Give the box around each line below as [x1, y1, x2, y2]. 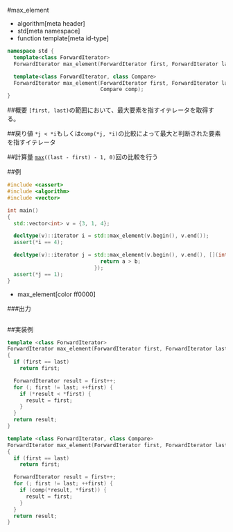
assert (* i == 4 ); [13, 239, 64, 246]
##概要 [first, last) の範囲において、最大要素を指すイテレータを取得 [7, 106, 209, 114]
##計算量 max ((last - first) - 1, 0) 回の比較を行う [7, 153, 158, 161]
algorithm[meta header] [17, 19, 85, 27]
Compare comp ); [100, 86, 144, 93]
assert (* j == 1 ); [13, 271, 64, 277]
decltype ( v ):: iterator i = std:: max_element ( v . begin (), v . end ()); [13, 232, 209, 239]
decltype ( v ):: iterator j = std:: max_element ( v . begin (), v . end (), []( [13, 252, 218, 259]
